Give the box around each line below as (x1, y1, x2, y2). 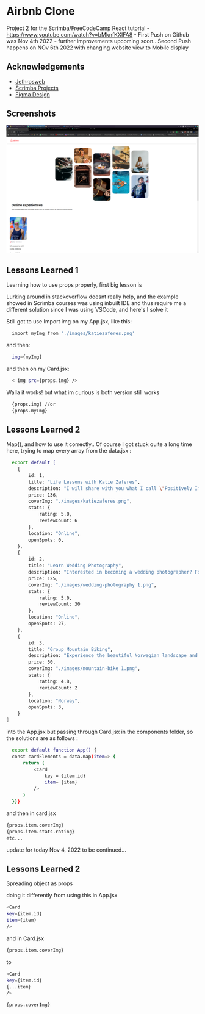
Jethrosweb (15, 77, 46, 85)
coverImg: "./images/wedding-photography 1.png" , (28, 581, 157, 588)
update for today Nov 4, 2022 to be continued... (6, 846, 126, 854)
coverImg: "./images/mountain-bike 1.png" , (28, 666, 140, 672)
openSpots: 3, (28, 704, 64, 710)
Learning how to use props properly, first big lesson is (6, 281, 142, 289)
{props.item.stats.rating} (6, 829, 75, 835)
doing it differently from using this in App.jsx (6, 892, 118, 899)
